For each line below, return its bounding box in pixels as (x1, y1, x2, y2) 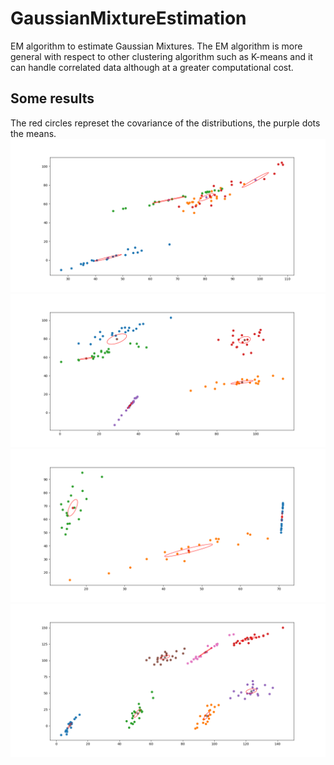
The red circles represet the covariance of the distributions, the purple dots (10, 117, 321, 129)
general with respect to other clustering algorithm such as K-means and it (10, 50, 313, 62)
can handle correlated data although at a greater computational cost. (10, 61, 294, 73)
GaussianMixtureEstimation (10, 7, 247, 30)
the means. (10, 127, 57, 139)
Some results (10, 90, 95, 107)
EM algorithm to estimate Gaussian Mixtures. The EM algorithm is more (10, 40, 303, 52)
